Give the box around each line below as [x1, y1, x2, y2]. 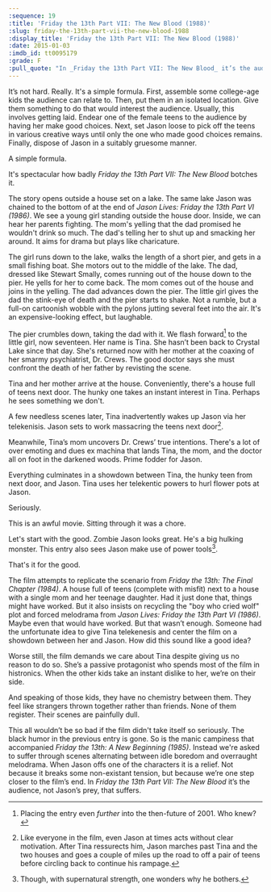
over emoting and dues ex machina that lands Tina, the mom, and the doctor [8, 446, 262, 456]
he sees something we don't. [8, 396, 105, 406]
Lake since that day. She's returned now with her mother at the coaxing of [8, 346, 255, 356]
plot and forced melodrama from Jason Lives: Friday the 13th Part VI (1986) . [8, 609, 261, 619]
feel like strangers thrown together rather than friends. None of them [8, 701, 236, 710]
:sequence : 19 [8, 11, 56, 20]
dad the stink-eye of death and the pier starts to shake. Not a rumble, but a [8, 295, 256, 304]
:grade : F [8, 57, 42, 65]
